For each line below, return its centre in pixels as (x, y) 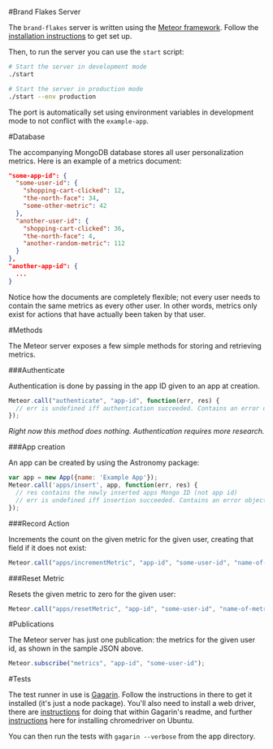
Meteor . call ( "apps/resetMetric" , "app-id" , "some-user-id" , (113, 608)
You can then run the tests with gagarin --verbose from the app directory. (132, 736)
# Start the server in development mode (78, 67)
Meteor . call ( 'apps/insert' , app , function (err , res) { (103, 485)
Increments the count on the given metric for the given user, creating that (131, 539)
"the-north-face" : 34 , (61, 198)
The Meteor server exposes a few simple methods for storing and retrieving (135, 345)
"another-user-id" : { (52, 221)
